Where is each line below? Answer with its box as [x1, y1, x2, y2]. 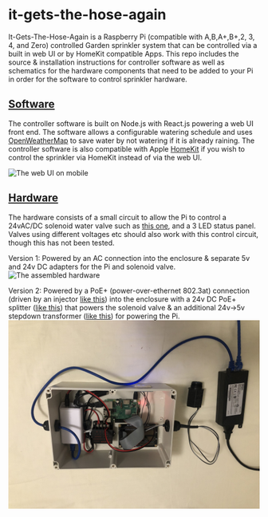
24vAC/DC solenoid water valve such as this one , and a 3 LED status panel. [8, 221, 257, 231]
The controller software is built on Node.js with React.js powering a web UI [8, 118, 254, 128]
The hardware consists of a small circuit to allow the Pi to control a [8, 212, 227, 222]
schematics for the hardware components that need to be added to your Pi [8, 65, 254, 75]
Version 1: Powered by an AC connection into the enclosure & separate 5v [8, 253, 250, 262]
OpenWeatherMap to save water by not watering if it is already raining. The [8, 136, 255, 145]
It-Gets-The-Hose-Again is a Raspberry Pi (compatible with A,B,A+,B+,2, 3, [8, 32, 255, 41]
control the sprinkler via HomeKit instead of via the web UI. [8, 152, 203, 162]
